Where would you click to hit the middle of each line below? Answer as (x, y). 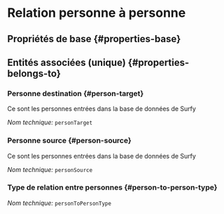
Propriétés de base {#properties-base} (94, 39)
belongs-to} (34, 73)
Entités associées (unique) (66, 62)
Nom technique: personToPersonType (59, 203)
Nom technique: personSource (50, 169)
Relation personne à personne (97, 13)
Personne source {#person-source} (69, 140)
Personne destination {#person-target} (76, 93)
